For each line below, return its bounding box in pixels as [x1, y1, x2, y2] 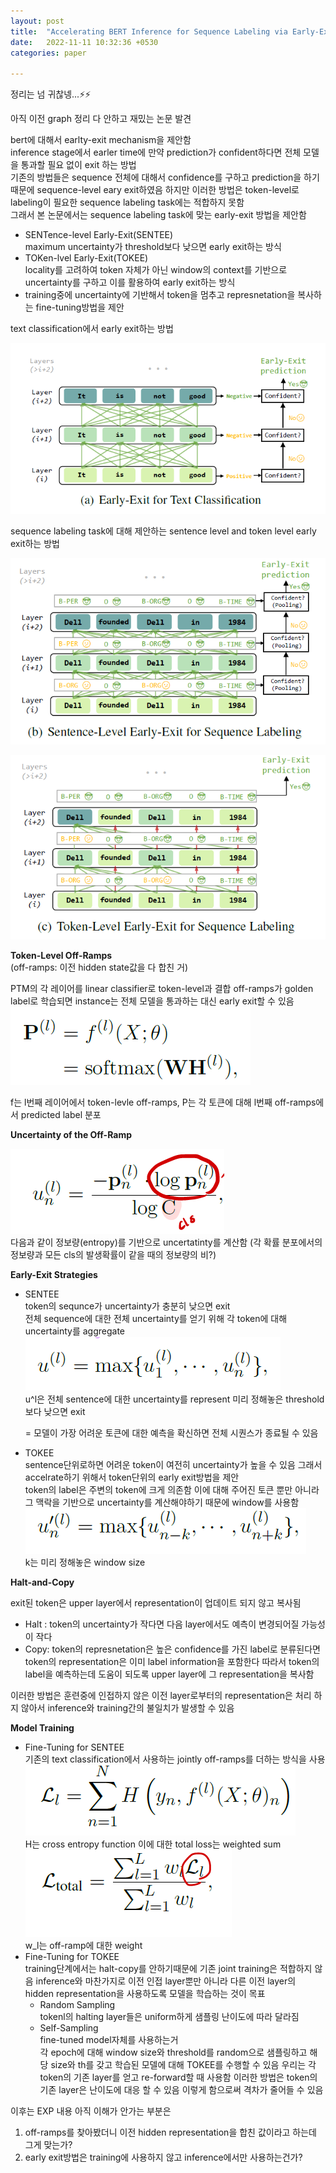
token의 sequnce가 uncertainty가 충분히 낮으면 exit [24, 1300, 231, 1312]
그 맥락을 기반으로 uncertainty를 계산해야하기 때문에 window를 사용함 [24, 1496, 300, 1509]
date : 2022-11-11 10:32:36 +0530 [10, 37, 159, 47]
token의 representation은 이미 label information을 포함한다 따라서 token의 [24, 1656, 320, 1668]
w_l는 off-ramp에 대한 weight [24, 1940, 143, 1952]
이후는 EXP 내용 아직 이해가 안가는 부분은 [10, 2105, 172, 2117]
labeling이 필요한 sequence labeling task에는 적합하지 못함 [10, 196, 245, 209]
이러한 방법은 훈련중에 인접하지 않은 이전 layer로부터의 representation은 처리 [10, 1690, 312, 1702]
